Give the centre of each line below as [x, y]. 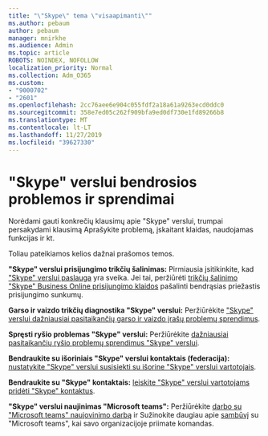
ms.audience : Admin [41, 46]
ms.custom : [26, 83]
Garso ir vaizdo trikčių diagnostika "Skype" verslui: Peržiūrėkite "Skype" [131, 310]
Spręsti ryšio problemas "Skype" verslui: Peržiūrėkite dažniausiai [118, 334]
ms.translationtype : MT [48, 120]
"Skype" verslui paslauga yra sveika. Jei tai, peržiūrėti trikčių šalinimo [123, 278]
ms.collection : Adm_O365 [50, 75]
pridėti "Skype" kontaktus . [52, 391]
